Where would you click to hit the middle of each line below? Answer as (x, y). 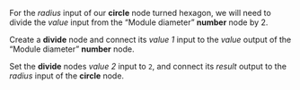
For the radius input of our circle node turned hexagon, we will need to (140, 13)
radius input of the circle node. (66, 76)
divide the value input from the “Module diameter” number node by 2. (139, 22)
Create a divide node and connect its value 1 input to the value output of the (150, 40)
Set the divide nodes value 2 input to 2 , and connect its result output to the (148, 66)
